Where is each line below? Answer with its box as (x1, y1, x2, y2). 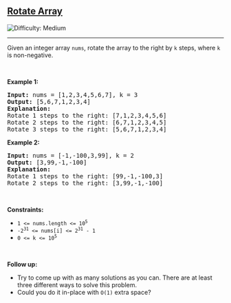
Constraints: (7, 205, 44, 213)
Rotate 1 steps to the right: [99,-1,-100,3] (7, 172, 164, 180)
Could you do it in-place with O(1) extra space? (16, 288, 151, 296)
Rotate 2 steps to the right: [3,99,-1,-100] (7, 179, 164, 187)
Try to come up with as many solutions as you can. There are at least (16, 273, 213, 282)
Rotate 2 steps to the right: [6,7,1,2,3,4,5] (7, 118, 167, 126)
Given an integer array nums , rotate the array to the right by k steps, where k (7, 43, 221, 52)
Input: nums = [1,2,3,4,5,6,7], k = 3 (7, 91, 138, 98)
